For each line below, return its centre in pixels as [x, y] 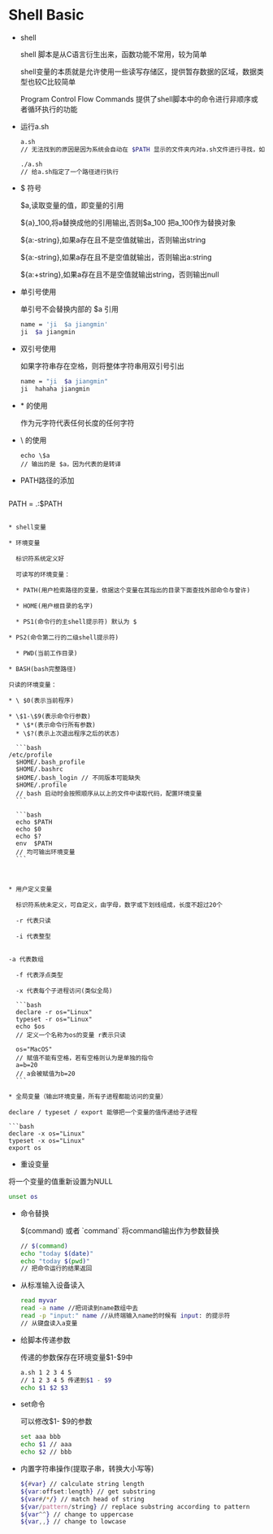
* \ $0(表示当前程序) [41, 700]
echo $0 [29, 829]
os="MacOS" [34, 1049]
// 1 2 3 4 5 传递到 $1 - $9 [66, 1380]
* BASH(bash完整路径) [43, 669]
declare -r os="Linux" [54, 1012]
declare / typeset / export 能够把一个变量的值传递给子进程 [103, 1112]
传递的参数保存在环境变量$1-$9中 [76, 1357]
